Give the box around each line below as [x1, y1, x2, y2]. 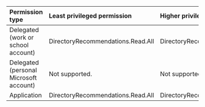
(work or [9, 33, 34, 41]
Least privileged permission [48, 12, 132, 20]
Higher [160, 12, 181, 20]
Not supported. [48, 70, 93, 78]
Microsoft [9, 74, 37, 81]
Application [9, 91, 42, 99]
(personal [9, 66, 37, 74]
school [9, 41, 29, 49]
